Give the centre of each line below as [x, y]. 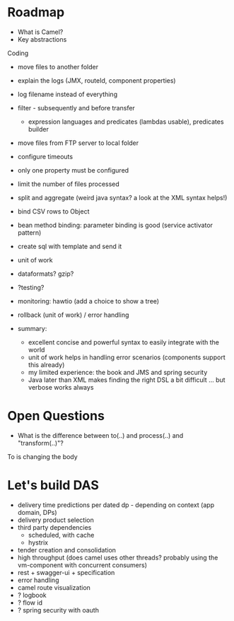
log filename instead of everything [68, 94]
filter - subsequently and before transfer [76, 108]
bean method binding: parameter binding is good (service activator [115, 225]
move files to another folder [58, 66]
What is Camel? [40, 32]
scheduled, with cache [61, 535]
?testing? [31, 287]
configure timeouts [45, 156]
